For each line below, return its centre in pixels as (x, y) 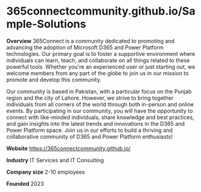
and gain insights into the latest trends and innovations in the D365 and (96, 123)
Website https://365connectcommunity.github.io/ (69, 148)
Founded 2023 (25, 183)
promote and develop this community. (54, 80)
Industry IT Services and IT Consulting (55, 160)
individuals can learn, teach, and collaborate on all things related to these (98, 60)
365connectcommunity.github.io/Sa (101, 11)
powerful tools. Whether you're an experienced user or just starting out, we (101, 67)
